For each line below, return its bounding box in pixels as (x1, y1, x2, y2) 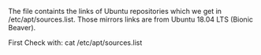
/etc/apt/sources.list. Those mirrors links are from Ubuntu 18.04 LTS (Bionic (8, 15, 254, 24)
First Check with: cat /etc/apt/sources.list (8, 38, 143, 47)
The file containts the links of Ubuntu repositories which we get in (8, 7, 222, 15)
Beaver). (8, 23, 36, 32)
